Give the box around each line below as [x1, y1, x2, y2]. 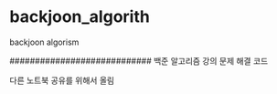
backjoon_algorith [9, 6, 151, 27]
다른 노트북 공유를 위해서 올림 [9, 75, 115, 86]
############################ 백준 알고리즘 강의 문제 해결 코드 [9, 55, 269, 66]
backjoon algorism [9, 37, 80, 47]
